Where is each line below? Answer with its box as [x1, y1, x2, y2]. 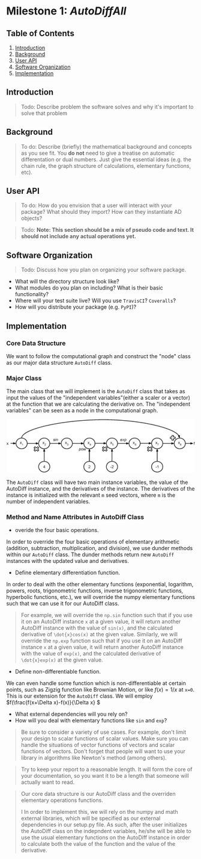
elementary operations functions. [20, 796, 104, 804]
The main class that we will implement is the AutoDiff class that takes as [6, 388, 185, 395]
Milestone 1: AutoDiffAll [6, 4, 127, 18]
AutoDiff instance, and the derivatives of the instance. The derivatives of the [6, 485, 195, 492]
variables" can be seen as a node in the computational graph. [6, 407, 158, 414]
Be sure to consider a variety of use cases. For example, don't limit [20, 728, 187, 736]
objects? [20, 215, 43, 222]
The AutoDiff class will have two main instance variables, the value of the [6, 479, 188, 486]
